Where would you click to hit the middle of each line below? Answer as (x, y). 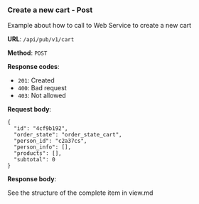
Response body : (32, 179)
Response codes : (33, 67)
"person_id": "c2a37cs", (50, 141)
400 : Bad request (42, 88)
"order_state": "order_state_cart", (68, 135)
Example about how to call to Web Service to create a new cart (99, 26)
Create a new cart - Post (50, 10)
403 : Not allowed (42, 96)
